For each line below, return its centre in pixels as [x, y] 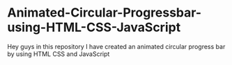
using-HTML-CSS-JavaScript [94, 27]
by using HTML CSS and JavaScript [59, 54]
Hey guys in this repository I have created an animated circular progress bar [116, 46]
